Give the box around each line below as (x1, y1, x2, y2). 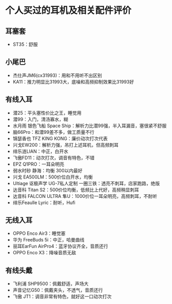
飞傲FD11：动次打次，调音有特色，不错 (12, 154, 95, 160)
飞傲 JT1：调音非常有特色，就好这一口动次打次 (12, 293, 112, 300)
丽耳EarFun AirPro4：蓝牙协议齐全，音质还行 (12, 243, 108, 249)
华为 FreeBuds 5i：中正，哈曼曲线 (12, 237, 85, 243)
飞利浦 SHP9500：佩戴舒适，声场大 (12, 280, 89, 287)
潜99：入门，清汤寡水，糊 (12, 116, 68, 122)
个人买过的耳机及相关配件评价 (5, 5, 132, 16)
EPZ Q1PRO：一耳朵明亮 (12, 161, 64, 167)
